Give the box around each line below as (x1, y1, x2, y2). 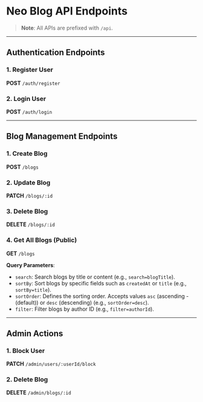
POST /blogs (6, 163, 39, 170)
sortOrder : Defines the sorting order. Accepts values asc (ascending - (14, 292, 189, 300)
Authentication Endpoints (6, 47, 105, 58)
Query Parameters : (6, 261, 56, 268)
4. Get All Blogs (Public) (6, 236, 77, 244)
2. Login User (6, 94, 47, 103)
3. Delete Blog (6, 207, 48, 215)
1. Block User (6, 346, 45, 355)
